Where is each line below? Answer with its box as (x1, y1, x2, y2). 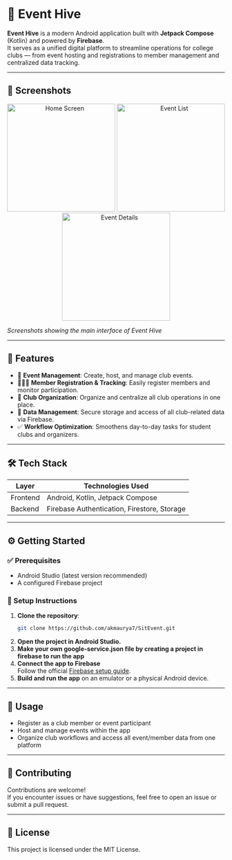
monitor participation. (17, 386, 79, 394)
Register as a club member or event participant (17, 719, 151, 727)
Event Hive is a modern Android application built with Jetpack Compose (7, 29, 214, 37)
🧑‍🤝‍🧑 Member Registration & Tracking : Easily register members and (17, 378, 211, 387)
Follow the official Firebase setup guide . (17, 667, 131, 675)
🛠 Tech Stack (7, 457, 68, 469)
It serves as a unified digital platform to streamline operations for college (7, 43, 214, 52)
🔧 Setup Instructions (7, 596, 77, 605)
